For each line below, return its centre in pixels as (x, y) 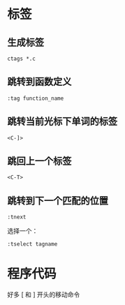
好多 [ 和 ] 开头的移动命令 (44, 295)
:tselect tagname (32, 244)
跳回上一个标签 (39, 161)
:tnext (17, 217)
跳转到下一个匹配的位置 (58, 201)
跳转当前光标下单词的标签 (62, 122)
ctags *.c (22, 59)
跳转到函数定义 (39, 82)
